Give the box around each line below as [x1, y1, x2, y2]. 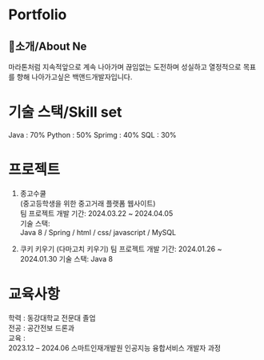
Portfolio [8, 6, 67, 24]
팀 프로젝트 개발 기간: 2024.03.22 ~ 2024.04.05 [19, 208, 174, 218]
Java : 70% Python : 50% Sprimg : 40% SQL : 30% [8, 130, 178, 139]
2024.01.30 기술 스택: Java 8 [19, 254, 114, 263]
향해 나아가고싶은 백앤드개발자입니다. [16, 72, 133, 82]
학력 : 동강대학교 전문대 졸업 [8, 313, 96, 322]
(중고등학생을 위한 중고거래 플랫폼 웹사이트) [19, 198, 156, 208]
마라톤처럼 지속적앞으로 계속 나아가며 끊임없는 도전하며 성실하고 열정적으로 [8, 62, 242, 71]
